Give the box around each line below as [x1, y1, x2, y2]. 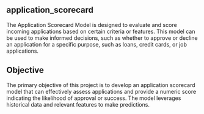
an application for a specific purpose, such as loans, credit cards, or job [6, 40, 188, 48]
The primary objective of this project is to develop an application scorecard [6, 81, 195, 88]
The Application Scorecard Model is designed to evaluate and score [6, 21, 177, 28]
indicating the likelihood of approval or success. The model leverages [6, 94, 181, 102]
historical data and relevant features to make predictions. [6, 101, 150, 108]
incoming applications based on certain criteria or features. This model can [6, 28, 195, 35]
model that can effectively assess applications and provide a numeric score [6, 88, 197, 95]
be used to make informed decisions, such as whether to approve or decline [6, 34, 198, 42]
